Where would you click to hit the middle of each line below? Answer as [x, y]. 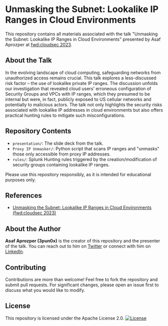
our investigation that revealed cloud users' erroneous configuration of [78, 89]
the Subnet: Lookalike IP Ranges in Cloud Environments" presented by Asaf [83, 39]
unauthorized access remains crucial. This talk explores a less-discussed [81, 78]
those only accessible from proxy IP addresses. [61, 154]
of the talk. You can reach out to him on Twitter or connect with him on [78, 246]
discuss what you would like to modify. [45, 290]
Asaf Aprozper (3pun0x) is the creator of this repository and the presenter [83, 241]
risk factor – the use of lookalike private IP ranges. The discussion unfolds [81, 83]
